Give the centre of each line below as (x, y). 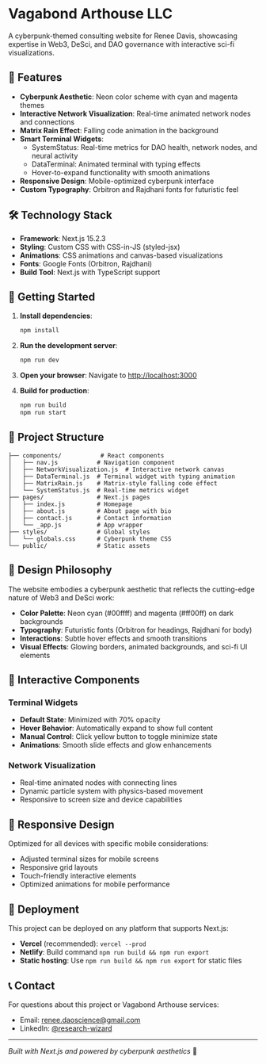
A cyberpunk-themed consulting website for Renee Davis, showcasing (123, 36)
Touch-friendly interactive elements (78, 876)
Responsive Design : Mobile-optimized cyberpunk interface (117, 181)
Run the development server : (68, 346)
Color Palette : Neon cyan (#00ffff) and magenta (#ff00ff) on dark (127, 613)
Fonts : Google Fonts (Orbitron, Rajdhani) (86, 263)
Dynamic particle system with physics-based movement (111, 791)
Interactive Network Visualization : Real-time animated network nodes (135, 113)
